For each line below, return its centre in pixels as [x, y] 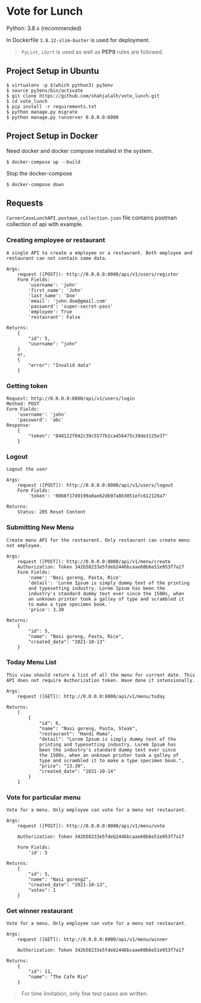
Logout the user [27, 469]
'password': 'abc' [41, 420]
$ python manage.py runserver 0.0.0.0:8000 [63, 117]
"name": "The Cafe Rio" [58, 977]
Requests [25, 203]
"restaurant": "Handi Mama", [76, 734]
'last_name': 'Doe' [53, 296]
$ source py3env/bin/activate [45, 90]
